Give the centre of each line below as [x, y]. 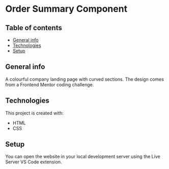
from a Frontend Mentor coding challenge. [50, 84]
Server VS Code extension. [34, 162]
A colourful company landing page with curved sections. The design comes [85, 79]
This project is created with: [34, 113]
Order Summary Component [66, 9]
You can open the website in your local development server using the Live [83, 157]
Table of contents [34, 28]
